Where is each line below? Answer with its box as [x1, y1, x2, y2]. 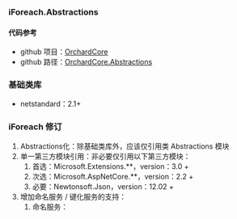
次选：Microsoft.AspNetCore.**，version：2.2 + [32, 171, 194, 181]
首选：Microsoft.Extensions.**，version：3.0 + [32, 161, 189, 171]
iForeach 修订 [8, 121, 62, 133]
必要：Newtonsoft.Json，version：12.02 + [32, 181, 174, 192]
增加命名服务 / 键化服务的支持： [19, 192, 127, 201]
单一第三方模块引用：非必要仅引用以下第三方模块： [19, 151, 191, 161]
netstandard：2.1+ [19, 99, 82, 109]
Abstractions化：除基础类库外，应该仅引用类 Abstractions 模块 [19, 141, 230, 151]
